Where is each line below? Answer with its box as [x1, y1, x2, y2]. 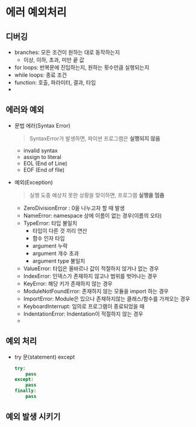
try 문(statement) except [14, 353, 75, 360]
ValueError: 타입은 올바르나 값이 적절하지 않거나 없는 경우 [23, 264, 159, 272]
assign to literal [23, 153, 62, 160]
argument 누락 [32, 242, 68, 249]
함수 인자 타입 [32, 234, 65, 242]
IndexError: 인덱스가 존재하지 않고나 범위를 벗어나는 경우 [23, 272, 157, 279]
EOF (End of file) [23, 166, 65, 173]
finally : [14, 388, 37, 394]
